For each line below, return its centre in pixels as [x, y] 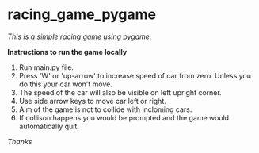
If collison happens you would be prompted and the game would [124, 117]
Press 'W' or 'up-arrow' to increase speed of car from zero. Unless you [135, 75]
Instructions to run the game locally [67, 52]
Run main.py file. [46, 67]
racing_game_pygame [82, 15]
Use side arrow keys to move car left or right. [93, 101]
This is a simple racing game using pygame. [80, 36]
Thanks [20, 141]
